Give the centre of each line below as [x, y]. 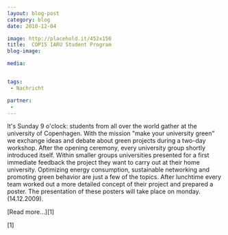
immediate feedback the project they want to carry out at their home [103, 163]
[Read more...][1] [31, 212]
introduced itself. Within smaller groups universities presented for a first [108, 155]
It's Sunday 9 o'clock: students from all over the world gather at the [102, 126]
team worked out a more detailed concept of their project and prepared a [110, 184]
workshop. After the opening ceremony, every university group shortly [106, 148]
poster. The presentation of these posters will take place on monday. [104, 191]
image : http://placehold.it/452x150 [59, 38]
